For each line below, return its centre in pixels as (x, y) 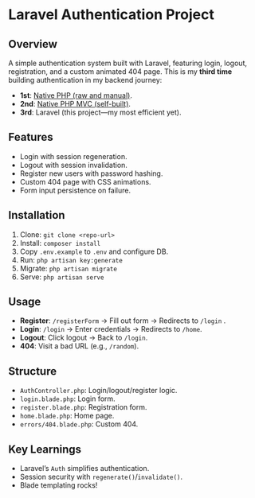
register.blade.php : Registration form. (83, 407)
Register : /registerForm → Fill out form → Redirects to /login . (123, 321)
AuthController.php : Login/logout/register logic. (98, 391)
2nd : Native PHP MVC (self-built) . (75, 104)
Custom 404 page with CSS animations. (85, 181)
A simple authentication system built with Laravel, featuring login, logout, (127, 63)
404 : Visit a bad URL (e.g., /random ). (79, 346)
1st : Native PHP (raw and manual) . (76, 95)
